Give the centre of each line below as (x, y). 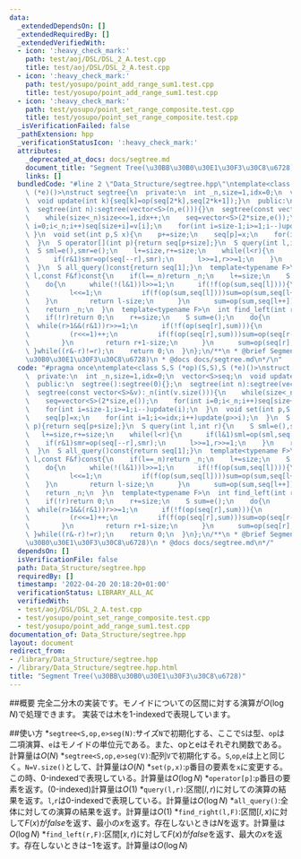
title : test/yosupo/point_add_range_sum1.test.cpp (122, 92)
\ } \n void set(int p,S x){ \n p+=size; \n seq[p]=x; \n (142, 234)
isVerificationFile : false (68, 560)
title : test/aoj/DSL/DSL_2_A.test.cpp (98, 68)
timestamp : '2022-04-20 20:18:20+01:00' (94, 585)
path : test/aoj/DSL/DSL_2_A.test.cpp (96, 59)
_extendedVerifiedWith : (61, 43)
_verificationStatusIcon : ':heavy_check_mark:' (108, 143)
